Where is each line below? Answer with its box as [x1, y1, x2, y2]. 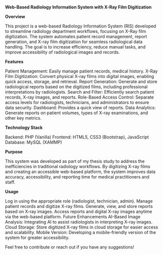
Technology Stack [5, 125, 43, 130]
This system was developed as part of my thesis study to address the [5, 158, 145, 164]
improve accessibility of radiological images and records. [5, 49, 120, 55]
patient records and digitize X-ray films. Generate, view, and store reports [5, 204, 153, 209]
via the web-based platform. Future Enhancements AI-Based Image [5, 214, 141, 220]
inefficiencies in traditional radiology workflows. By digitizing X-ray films [5, 164, 150, 169]
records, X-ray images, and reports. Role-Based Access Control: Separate [5, 94, 154, 100]
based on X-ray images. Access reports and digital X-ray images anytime [5, 208, 152, 214]
